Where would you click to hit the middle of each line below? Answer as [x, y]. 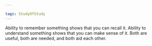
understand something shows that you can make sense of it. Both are [76, 33]
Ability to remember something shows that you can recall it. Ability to [76, 28]
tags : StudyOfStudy [25, 14]
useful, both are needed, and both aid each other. [56, 38]
